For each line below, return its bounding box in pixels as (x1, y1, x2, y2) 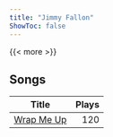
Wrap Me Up (13, 114, 67, 126)
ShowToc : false (9, 21, 66, 30)
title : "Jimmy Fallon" (9, 13, 94, 22)
